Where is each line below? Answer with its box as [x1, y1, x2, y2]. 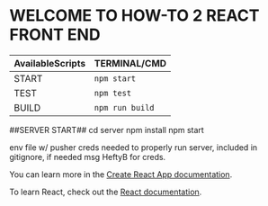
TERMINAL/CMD [94, 57, 167, 69]
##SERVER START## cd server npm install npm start [9, 124, 204, 135]
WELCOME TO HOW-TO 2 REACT [9, 5, 260, 26]
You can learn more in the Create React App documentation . [9, 168, 233, 180]
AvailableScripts [13, 57, 86, 69]
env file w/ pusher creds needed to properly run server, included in [9, 141, 258, 153]
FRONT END [9, 24, 101, 45]
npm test [94, 87, 132, 98]
